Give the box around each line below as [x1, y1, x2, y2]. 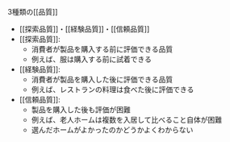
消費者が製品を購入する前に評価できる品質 [31, 44, 174, 54]
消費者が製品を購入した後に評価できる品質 [31, 75, 174, 84]
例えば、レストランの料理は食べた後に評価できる [31, 85, 194, 94]
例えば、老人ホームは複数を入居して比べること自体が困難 [31, 115, 223, 124]
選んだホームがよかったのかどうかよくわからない [31, 125, 194, 135]
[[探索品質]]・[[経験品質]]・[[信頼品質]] [19, 24, 150, 34]
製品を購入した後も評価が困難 [31, 105, 131, 115]
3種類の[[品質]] [7, 7, 58, 16]
